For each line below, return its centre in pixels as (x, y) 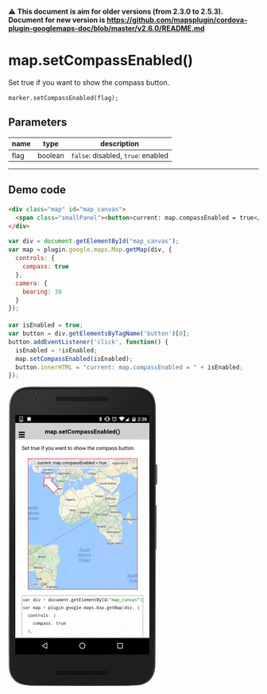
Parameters (38, 122)
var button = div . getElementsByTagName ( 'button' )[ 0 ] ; (99, 334)
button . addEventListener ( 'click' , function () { (89, 342)
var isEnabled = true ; (46, 325)
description (120, 144)
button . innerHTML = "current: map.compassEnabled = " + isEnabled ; (130, 367)
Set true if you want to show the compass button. (89, 82)
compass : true (46, 267)
